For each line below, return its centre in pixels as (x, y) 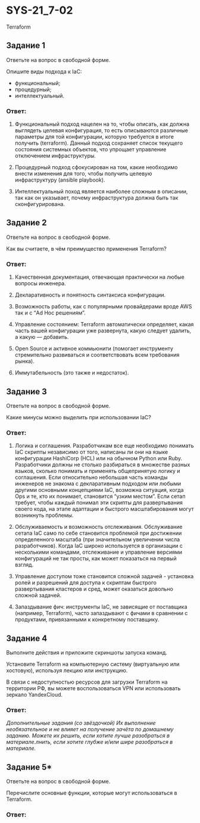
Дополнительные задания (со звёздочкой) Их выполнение (81, 723)
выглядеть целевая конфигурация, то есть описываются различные (101, 130)
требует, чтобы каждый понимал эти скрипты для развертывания (99, 503)
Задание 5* (29, 767)
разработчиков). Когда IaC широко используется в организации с (99, 546)
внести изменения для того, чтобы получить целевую (83, 174)
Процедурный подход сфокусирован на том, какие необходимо (96, 167)
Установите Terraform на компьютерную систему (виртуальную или (93, 664)
